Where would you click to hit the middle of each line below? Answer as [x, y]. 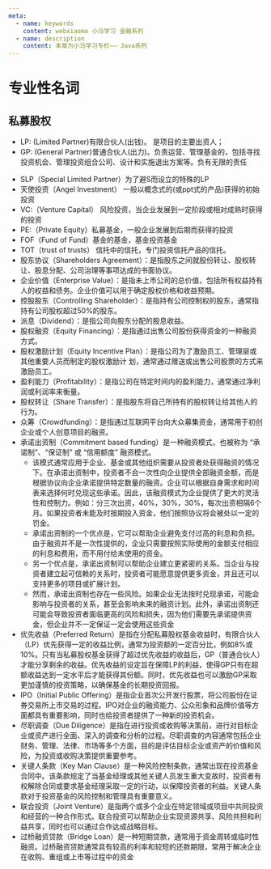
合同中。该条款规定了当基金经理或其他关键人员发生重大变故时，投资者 [137, 776]
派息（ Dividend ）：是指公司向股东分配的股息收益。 [104, 321]
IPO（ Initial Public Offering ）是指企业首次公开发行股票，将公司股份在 [135, 695]
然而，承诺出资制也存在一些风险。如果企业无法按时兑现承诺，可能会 [146, 594]
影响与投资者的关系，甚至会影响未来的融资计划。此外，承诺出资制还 [146, 604]
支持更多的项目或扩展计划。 [78, 584]
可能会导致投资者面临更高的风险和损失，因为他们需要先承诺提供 [138, 614]
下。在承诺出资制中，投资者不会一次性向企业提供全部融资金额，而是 [146, 473]
